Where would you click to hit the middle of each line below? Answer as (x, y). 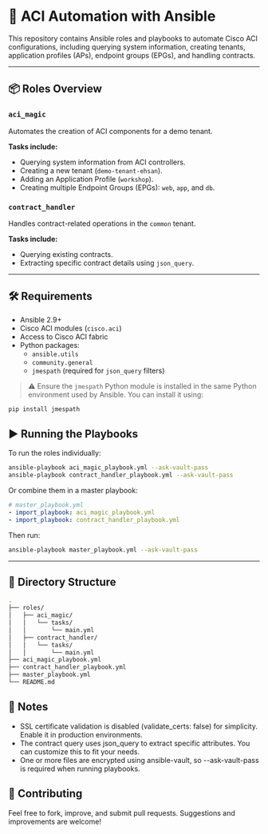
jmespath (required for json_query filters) (98, 370)
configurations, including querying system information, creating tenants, (127, 46)
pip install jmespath (44, 409)
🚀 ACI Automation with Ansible (112, 16)
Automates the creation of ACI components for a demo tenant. (110, 131)
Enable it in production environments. (81, 734)
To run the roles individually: (55, 453)
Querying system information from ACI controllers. (102, 162)
